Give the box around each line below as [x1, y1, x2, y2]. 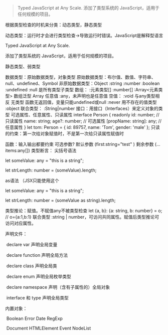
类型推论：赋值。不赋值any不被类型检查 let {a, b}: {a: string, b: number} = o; [5, 208, 162, 214]
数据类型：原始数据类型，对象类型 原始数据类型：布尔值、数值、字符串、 [5, 74, 156, 80]
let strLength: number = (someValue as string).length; [5, 198, 116, 203]
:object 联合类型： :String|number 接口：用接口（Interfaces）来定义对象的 [5, 105, 159, 111]
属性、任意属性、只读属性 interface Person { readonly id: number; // [19, 112, 159, 117]
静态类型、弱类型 [5, 64, 41, 69]
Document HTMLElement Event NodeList [6, 325, 91, 331]
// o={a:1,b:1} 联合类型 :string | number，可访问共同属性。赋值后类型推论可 [5, 214, 159, 220]
